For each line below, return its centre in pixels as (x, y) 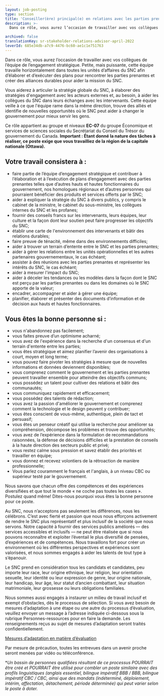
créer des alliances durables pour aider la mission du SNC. (64, 80)
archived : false (21, 37)
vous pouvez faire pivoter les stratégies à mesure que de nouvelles (80, 362)
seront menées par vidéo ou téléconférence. (50, 653)
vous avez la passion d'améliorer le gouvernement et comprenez (77, 404)
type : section (20, 14)
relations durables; (31, 236)
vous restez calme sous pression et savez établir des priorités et (77, 451)
